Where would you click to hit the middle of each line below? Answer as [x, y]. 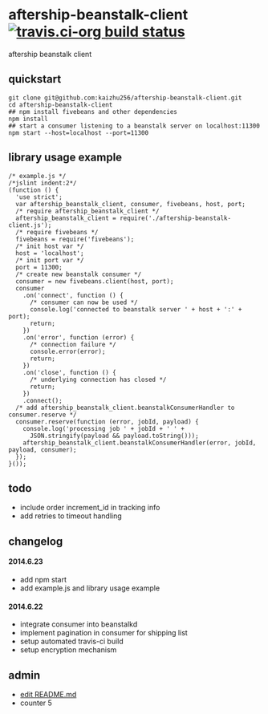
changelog [36, 541]
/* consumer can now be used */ [83, 302]
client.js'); [30, 225]
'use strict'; [39, 197]
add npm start [43, 579]
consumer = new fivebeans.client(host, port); [95, 281]
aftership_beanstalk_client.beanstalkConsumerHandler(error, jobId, [140, 443]
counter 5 [36, 703]
